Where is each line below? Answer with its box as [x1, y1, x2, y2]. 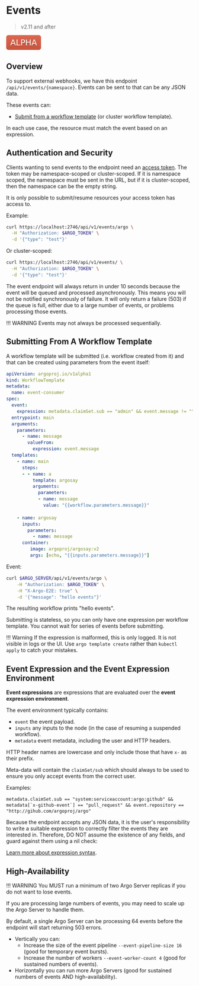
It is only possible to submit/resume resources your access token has [6, 194, 175, 201]
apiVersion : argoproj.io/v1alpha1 [6, 371, 92, 377]
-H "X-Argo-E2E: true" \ [17, 588, 78, 594]
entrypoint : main [11, 415, 54, 421]
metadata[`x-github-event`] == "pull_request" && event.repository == [6, 802, 184, 809]
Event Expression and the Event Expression [6, 664, 170, 674]
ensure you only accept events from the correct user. [6, 772, 136, 780]
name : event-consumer [11, 390, 65, 396]
